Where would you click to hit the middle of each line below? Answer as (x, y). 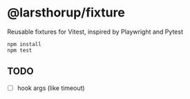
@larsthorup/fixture (66, 13)
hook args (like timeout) (51, 88)
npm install (24, 44)
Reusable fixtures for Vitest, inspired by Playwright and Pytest (95, 32)
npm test (20, 50)
